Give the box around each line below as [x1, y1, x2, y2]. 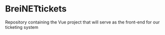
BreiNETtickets [5, 3, 67, 14]
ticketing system [5, 24, 38, 30]
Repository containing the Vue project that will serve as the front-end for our [5, 19, 160, 25]
